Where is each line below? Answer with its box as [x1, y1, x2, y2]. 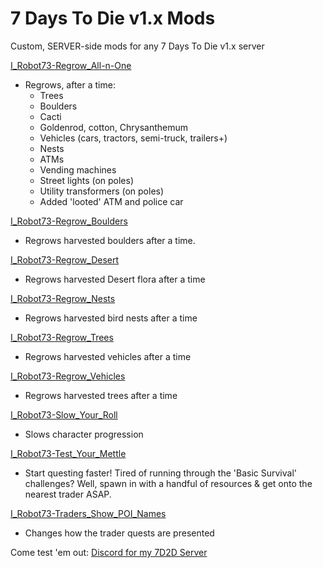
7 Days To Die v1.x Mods [10, 7, 216, 30]
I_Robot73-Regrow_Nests [10, 292, 116, 304]
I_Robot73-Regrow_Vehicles [10, 370, 126, 382]
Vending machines [39, 163, 117, 176]
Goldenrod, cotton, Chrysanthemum [39, 121, 189, 133]
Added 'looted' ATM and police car [39, 195, 184, 207]
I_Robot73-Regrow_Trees [10, 331, 114, 343]
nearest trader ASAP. [24, 488, 112, 500]
